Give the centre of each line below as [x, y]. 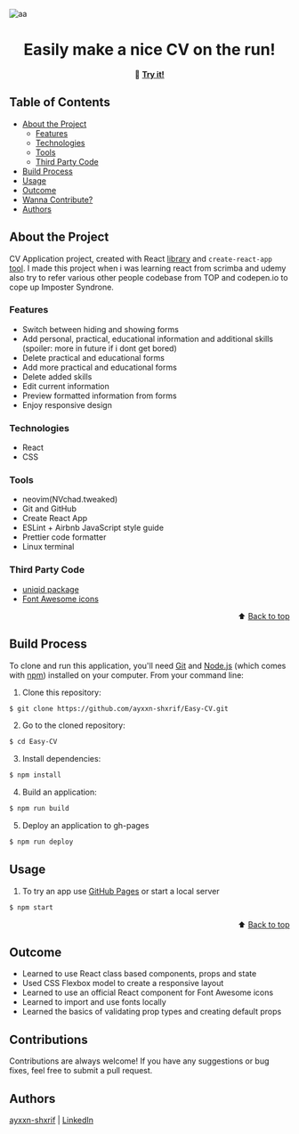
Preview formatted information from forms [99, 396]
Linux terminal [48, 547]
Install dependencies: [61, 759]
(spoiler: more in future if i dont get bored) [100, 348]
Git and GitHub [49, 509]
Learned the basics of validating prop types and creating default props [152, 1012]
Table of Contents [60, 102]
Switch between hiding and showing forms [101, 329]
